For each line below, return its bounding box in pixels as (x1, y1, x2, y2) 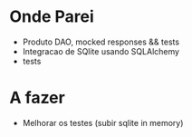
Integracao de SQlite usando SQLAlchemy (22, 45, 179, 56)
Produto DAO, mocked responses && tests (22, 36, 179, 47)
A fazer (9, 88, 65, 108)
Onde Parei (9, 6, 94, 27)
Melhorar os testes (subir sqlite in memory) (22, 117, 184, 128)
